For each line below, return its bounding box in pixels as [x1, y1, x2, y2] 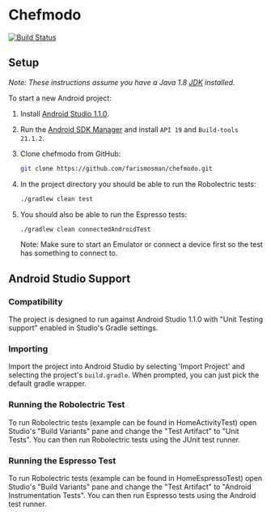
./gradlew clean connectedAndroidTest [19, 225, 151, 233]
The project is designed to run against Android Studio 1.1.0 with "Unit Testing [8, 314, 264, 325]
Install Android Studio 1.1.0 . [19, 109, 109, 118]
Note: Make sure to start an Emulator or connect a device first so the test [19, 240, 263, 249]
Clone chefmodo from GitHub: [19, 148, 121, 159]
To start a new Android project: [8, 93, 112, 103]
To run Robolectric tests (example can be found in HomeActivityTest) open [8, 417, 257, 427]
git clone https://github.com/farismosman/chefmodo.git [19, 164, 213, 172]
